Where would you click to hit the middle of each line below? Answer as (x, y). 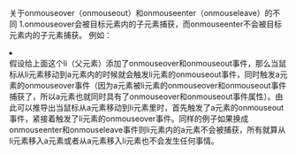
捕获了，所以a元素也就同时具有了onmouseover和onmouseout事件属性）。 (142, 96)
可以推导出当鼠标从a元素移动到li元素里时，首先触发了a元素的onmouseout (150, 108)
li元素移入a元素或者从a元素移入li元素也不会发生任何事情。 (114, 141)
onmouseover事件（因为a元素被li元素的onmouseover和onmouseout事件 (156, 85)
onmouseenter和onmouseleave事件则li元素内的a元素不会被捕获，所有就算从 (148, 130)
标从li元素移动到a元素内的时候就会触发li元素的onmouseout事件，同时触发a (144, 74)
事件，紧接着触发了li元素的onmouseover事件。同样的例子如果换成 (129, 119)
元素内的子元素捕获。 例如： (61, 35)
